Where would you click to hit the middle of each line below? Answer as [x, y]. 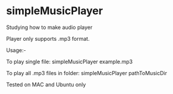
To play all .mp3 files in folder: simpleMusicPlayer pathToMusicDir [87, 73]
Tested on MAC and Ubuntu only [46, 85]
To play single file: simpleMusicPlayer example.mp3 [70, 61]
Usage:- [16, 50]
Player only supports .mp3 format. [48, 38]
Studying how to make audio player [49, 27]
